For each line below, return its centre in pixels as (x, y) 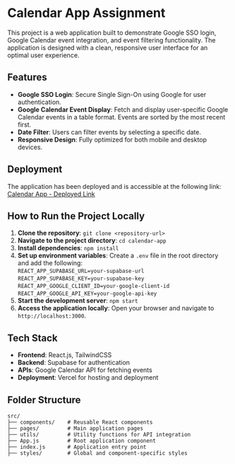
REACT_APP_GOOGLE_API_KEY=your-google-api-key (87, 294)
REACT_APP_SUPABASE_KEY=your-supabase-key (81, 279)
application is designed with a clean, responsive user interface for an (108, 47)
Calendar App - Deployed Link (51, 194)
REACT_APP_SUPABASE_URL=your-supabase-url (81, 271)
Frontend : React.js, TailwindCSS (65, 355)
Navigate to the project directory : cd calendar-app (92, 240)
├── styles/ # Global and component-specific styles (98, 453)
